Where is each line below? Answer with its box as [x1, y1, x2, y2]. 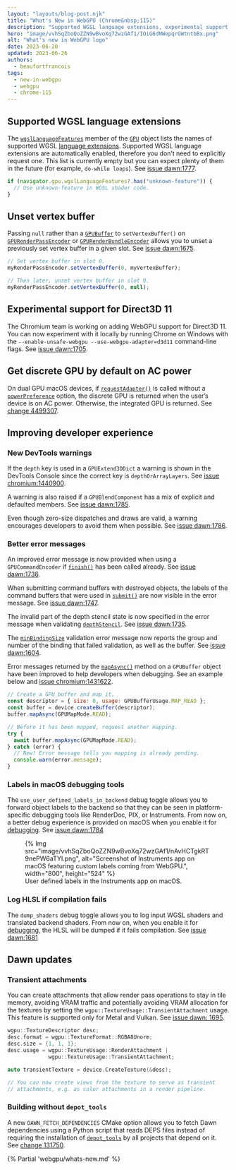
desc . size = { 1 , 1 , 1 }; [7, 1040, 77, 1048]
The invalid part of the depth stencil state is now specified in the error [7, 613, 210, 621]
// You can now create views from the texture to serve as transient [7, 1079, 216, 1086]
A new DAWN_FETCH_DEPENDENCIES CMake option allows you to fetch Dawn [7, 1118, 217, 1127]
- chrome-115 [13, 89, 52, 96]
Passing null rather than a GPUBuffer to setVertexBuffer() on [7, 229, 185, 237]
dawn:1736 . [7, 570, 41, 579]
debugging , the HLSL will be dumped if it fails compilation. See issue [7, 926, 206, 934]
